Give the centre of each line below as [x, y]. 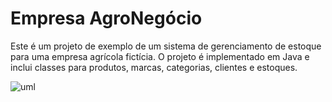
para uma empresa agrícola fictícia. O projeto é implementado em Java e [160, 56]
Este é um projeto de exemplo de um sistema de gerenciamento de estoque [166, 46]
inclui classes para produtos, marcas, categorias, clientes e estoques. [154, 67]
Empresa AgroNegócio [106, 18]
